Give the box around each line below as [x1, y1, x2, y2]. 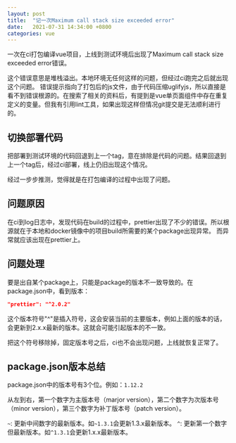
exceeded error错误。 [7, 59, 71, 68]
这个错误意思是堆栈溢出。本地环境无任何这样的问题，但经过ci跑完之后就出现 [7, 74, 229, 82]
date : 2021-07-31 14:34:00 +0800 [7, 23, 112, 30]
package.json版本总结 [7, 360, 106, 373]
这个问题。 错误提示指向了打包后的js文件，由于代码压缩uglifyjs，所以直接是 [7, 82, 227, 91]
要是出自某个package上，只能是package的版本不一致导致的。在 [7, 278, 194, 286]
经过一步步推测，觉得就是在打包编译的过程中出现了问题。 [7, 175, 174, 184]
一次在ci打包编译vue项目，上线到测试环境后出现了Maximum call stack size [7, 50, 224, 58]
